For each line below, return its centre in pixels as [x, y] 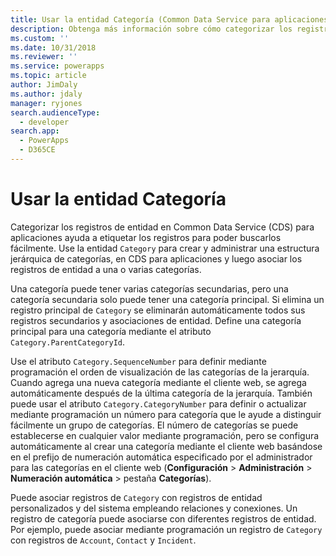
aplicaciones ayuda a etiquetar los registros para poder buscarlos [146, 237]
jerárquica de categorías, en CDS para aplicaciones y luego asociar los [156, 258]
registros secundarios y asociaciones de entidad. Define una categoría [156, 320]
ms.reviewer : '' [44, 57]
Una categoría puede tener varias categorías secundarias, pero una [149, 288]
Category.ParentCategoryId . [68, 342]
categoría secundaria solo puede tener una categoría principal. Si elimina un [167, 299]
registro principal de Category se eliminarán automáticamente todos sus [158, 310]
